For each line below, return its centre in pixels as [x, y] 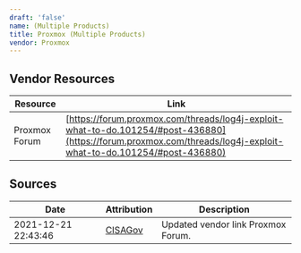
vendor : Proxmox [39, 42]
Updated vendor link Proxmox [224, 224]
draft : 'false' [38, 17]
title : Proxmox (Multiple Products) [77, 34]
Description [224, 209]
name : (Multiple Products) [60, 26]
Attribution [129, 209]
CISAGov [124, 230]
